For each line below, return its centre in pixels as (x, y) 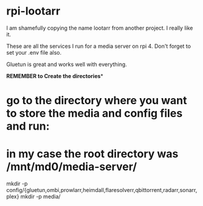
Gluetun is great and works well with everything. (67, 64)
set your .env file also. (34, 52)
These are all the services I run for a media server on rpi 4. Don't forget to (99, 46)
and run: (28, 126)
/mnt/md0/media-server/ (72, 167)
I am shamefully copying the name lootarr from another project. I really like (100, 28)
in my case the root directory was (92, 154)
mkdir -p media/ (40, 197)
